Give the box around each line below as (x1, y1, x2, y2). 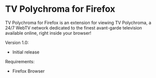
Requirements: (5, 58, 35, 64)
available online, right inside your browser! (5, 30, 91, 36)
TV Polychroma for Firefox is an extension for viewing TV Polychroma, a (5, 20, 152, 26)
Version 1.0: (5, 39, 29, 45)
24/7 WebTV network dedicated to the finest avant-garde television (5, 25, 142, 30)
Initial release (12, 49, 39, 55)
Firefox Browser (12, 68, 45, 74)
